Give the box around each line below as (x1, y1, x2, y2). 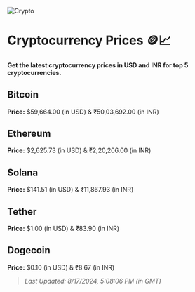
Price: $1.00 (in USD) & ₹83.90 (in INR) (7, 225, 120, 233)
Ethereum (7, 127, 51, 140)
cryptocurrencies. (7, 68, 62, 77)
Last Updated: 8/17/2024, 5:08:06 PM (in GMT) (24, 277, 161, 285)
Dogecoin (7, 244, 51, 256)
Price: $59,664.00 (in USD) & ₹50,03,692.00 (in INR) (7, 107, 159, 116)
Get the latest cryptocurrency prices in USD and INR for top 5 (7, 60, 189, 69)
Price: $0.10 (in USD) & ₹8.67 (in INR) (7, 263, 115, 272)
